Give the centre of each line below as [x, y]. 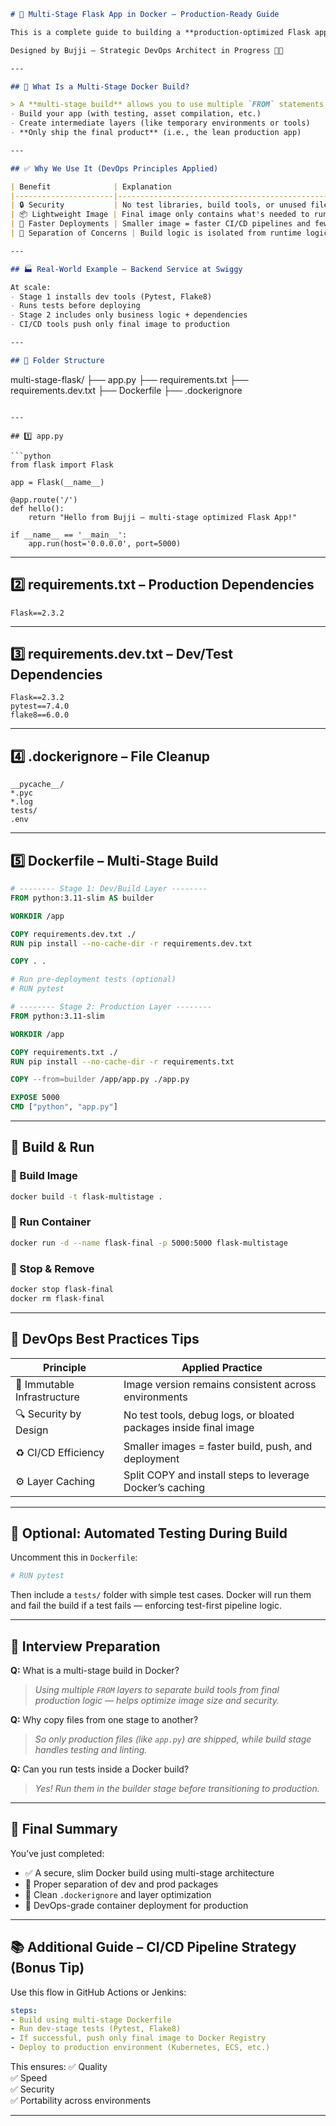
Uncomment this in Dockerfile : [74, 1557]
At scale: [31, 287]
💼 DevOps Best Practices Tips [105, 1339]
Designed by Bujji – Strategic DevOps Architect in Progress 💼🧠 [147, 50]
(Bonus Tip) [47, 1968]
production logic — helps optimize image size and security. [157, 1701]
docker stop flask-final [62, 1290]
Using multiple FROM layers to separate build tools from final [157, 1690]
